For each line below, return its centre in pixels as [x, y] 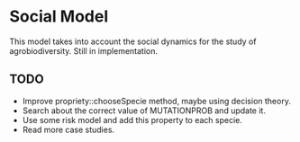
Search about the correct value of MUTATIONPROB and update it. [144, 111]
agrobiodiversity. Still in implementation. [84, 50]
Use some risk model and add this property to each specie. [132, 120]
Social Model [59, 17]
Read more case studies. [68, 129]
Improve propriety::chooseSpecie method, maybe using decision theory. [156, 101]
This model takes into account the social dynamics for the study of [133, 41]
